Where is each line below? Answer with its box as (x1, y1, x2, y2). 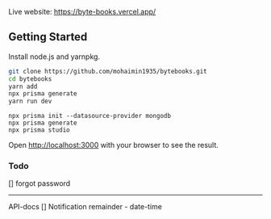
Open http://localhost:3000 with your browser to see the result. (8, 141, 219, 150)
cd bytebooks (8, 74, 52, 83)
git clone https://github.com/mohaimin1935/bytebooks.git (8, 67, 207, 75)
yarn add (8, 82, 38, 91)
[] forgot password (8, 179, 71, 188)
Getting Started (8, 30, 88, 44)
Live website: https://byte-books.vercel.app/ (8, 7, 156, 16)
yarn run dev (8, 97, 52, 106)
